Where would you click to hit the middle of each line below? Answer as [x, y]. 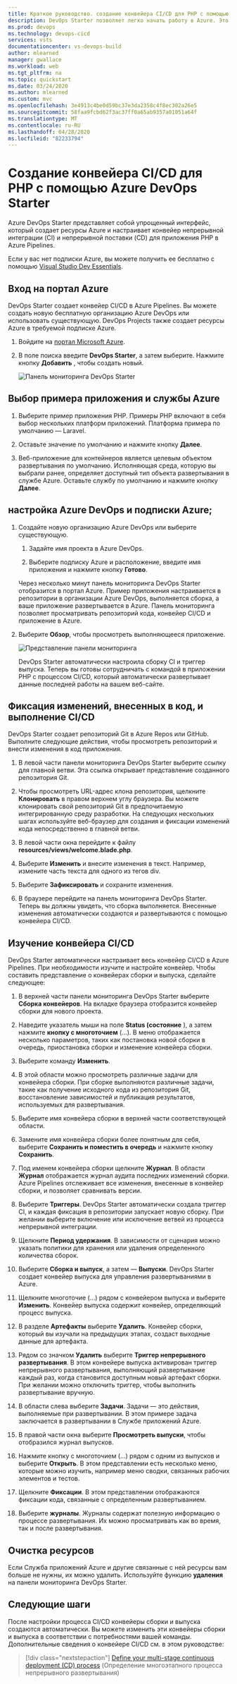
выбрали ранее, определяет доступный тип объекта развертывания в [123, 472]
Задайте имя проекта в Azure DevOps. [86, 548]
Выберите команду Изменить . [64, 1061]
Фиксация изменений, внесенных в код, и [105, 706]
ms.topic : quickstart [40, 79]
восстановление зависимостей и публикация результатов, [107, 1097]
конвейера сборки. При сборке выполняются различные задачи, [116, 1082]
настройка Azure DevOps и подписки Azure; [110, 510]
